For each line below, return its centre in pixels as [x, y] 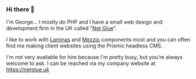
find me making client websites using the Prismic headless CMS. [84, 46]
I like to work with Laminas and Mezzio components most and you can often [98, 40]
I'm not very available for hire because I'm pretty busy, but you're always [94, 57]
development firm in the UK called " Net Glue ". [62, 28]
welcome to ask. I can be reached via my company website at [81, 63]
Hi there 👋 [21, 9]
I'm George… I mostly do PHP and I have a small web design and [84, 22]
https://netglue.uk [28, 70]
